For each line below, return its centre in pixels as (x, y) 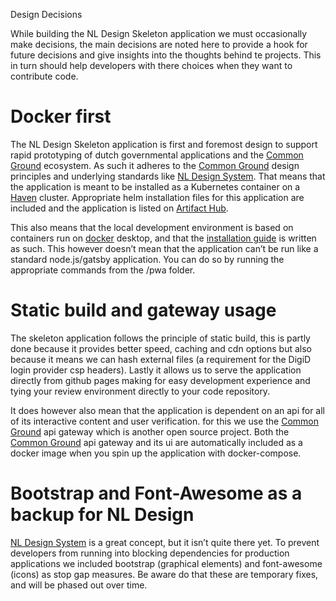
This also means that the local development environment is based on (152, 227)
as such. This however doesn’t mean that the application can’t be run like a (164, 248)
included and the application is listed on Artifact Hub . (119, 208)
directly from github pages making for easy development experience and (160, 380)
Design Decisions (46, 14)
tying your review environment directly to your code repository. (140, 391)
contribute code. (44, 76)
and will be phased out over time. (79, 585)
